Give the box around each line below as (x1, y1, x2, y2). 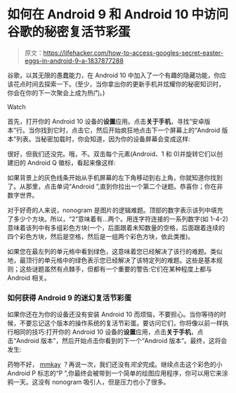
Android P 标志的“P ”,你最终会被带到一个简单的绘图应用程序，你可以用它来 (7, 369, 223, 378)
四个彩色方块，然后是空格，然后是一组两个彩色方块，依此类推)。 (7, 232, 195, 240)
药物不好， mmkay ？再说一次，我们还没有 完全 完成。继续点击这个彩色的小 (7, 360, 223, 369)
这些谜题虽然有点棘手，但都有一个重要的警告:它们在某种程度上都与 (19, 264, 213, 273)
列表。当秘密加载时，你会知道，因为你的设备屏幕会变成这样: (16, 134, 191, 143)
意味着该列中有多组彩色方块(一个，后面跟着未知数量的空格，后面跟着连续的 (7, 223, 225, 232)
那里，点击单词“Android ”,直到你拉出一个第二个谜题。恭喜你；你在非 (25, 182, 223, 191)
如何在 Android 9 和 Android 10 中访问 (7, 6, 229, 22)
